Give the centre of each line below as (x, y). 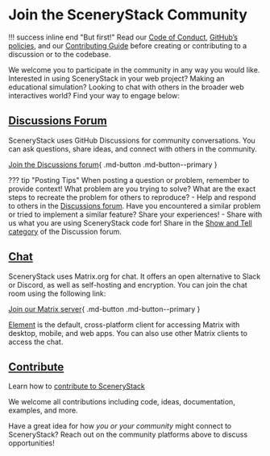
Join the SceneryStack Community (128, 15)
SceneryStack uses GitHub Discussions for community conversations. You (132, 140)
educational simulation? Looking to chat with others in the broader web (126, 87)
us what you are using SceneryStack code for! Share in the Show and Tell (130, 222)
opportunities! (31, 443)
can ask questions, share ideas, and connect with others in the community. (133, 149)
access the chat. (36, 342)
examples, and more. (43, 410)
